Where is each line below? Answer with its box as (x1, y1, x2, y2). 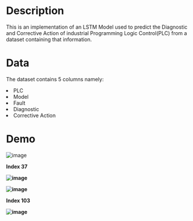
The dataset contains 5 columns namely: (6, 75, 104, 82)
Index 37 (6, 163, 28, 170)
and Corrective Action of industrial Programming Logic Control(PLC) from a (6, 29, 187, 36)
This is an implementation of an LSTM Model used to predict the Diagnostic (6, 23, 188, 30)
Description (6, 4, 64, 18)
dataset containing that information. (6, 36, 92, 43)
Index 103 (6, 197, 30, 204)
